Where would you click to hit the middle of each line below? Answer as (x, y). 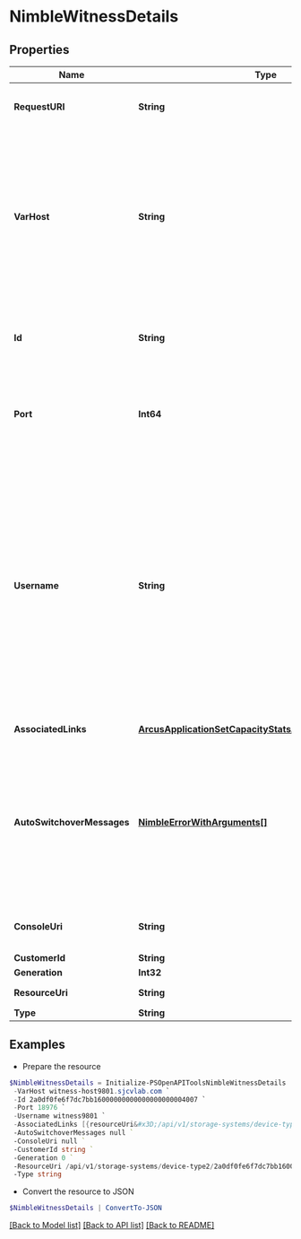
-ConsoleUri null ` (50, 1141)
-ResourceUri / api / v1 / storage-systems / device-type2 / (114, 1166)
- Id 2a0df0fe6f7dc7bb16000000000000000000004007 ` (109, 1099)
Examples (37, 1045)
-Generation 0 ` (43, 1158)
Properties (39, 50)
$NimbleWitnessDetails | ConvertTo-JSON (86, 1208)
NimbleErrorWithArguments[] (203, 822)
